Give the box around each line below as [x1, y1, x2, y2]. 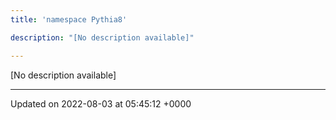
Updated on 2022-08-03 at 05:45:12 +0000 [10, 97, 192, 110]
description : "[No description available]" [10, 32, 195, 43]
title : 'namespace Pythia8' [10, 14, 128, 25]
